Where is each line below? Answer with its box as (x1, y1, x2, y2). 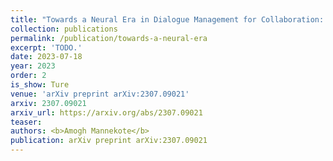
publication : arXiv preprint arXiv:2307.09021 (10, 136, 208, 146)
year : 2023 (10, 61, 56, 71)
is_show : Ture (10, 80, 70, 90)
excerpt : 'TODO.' (10, 42, 83, 53)
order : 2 (10, 71, 47, 81)
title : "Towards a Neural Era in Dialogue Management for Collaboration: (10, 14, 325, 25)
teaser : (10, 117, 43, 127)
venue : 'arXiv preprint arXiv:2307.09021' (10, 89, 190, 99)
